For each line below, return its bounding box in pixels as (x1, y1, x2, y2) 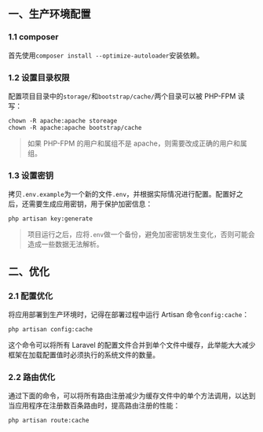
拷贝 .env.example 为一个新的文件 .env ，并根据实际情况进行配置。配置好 (8, 190, 237, 199)
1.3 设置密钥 (8, 170, 54, 181)
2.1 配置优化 (8, 290, 53, 301)
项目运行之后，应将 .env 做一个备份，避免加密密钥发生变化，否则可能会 (27, 230, 255, 239)
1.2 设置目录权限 (8, 72, 70, 83)
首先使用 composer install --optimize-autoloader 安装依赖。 (8, 50, 204, 60)
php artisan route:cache (8, 416, 89, 425)
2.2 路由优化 (8, 371, 56, 382)
